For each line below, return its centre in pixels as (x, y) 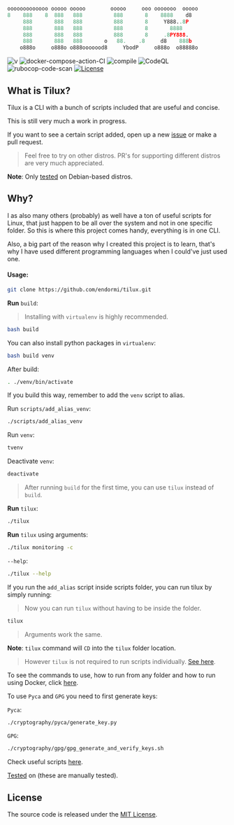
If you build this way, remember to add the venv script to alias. (96, 395)
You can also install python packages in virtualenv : (81, 342)
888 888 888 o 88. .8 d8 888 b (107, 41)
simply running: (30, 595)
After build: (23, 369)
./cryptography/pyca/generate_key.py (62, 722)
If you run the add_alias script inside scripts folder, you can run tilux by (110, 587)
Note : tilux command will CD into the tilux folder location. (92, 648)
